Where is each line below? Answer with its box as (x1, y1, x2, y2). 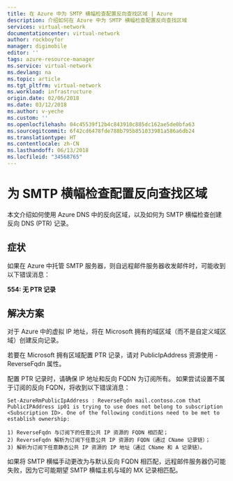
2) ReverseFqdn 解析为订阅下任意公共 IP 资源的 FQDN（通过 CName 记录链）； (7, 437, 211, 444)
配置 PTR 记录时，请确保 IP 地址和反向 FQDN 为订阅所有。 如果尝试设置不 (7, 375, 219, 383)
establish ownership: (7, 416, 70, 423)
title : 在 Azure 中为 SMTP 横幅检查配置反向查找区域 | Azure (7, 10, 173, 18)
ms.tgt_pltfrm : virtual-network (7, 82, 101, 89)
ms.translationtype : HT (7, 134, 77, 141)
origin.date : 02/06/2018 (7, 95, 80, 102)
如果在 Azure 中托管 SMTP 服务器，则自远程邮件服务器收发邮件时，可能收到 (7, 261, 226, 270)
